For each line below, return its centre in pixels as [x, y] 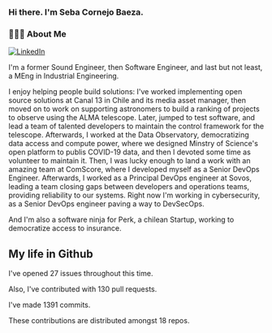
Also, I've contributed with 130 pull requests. [83, 289]
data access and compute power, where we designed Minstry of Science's [133, 144]
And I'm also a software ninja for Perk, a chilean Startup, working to [121, 220]
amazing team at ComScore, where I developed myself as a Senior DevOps [134, 170]
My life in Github [51, 254]
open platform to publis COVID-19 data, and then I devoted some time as [130, 152]
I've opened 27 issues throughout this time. [81, 274]
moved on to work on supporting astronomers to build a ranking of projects [134, 109]
